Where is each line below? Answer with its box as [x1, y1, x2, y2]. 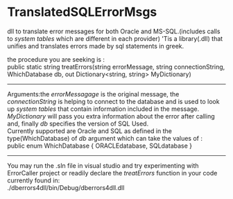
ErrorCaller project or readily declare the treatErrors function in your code [7, 168, 218, 177]
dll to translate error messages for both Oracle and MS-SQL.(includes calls [7, 27, 221, 35]
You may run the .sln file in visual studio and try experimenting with [7, 161, 199, 170]
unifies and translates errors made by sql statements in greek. [7, 42, 184, 50]
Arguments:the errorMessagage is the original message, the [7, 89, 180, 98]
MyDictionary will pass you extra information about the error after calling [7, 112, 215, 120]
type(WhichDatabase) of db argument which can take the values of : [7, 134, 203, 142]
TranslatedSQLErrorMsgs [7, 4, 157, 20]
